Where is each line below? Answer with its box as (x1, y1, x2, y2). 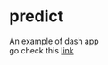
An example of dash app (9, 36, 100, 46)
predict (9, 6, 64, 27)
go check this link (9, 45, 74, 55)
